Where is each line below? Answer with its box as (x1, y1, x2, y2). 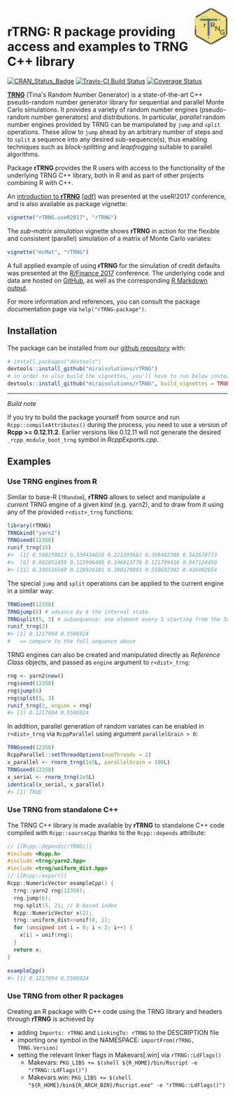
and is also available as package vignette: (7, 199, 127, 208)
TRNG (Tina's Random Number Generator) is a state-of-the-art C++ (7, 90, 203, 99)
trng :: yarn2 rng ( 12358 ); (13, 887, 86, 894)
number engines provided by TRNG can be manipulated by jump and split (7, 120, 221, 128)
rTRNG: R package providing (7, 24, 176, 40)
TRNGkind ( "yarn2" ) (7, 529, 61, 536)
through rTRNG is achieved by (7, 1015, 94, 1023)
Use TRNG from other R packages (7, 992, 124, 1001)
